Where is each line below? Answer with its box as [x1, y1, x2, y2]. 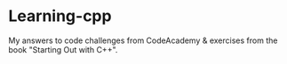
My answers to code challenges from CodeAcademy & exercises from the [8, 35, 278, 46]
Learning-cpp [8, 6, 112, 26]
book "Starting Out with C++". [8, 44, 118, 54]
